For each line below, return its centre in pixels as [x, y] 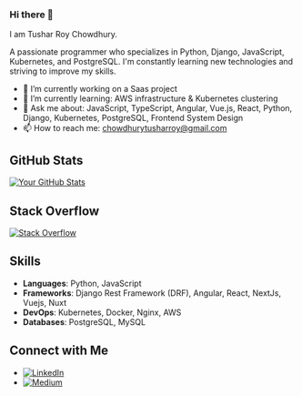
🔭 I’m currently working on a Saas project [100, 89]
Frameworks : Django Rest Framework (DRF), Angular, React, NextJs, [152, 293]
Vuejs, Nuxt [44, 302]
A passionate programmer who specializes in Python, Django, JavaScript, [147, 52]
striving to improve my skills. [63, 71]
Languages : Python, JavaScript [82, 283]
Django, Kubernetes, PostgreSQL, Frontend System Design [133, 118]
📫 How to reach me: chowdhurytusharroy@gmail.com [125, 128]
